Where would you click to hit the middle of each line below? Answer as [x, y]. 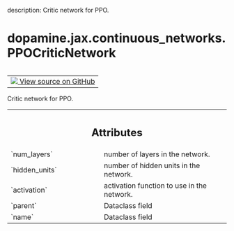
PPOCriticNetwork [62, 53]
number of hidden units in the [152, 165]
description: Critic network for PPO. [58, 10]
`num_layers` [32, 154]
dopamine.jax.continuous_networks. [117, 38]
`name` [22, 217]
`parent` [24, 206]
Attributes [117, 132]
